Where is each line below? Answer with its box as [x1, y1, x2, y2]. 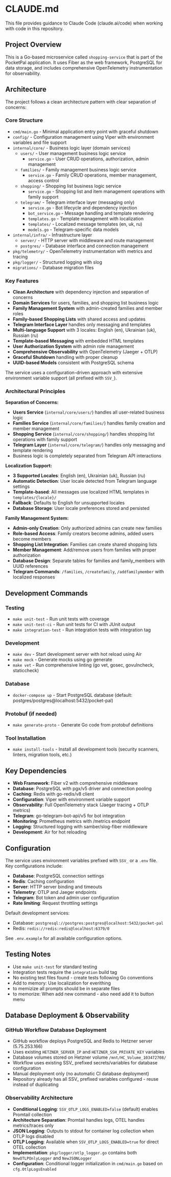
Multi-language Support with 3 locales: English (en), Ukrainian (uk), [12, 327, 157, 333]
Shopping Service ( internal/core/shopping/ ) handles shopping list [12, 431, 155, 437]
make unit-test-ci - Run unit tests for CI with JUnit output [12, 622, 135, 628]
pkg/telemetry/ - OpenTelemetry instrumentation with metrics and [12, 248, 152, 254]
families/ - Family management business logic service [20, 166, 137, 173]
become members [12, 536, 52, 542]
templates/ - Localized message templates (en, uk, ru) [28, 221, 142, 227]
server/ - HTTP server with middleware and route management [20, 237, 154, 243]
